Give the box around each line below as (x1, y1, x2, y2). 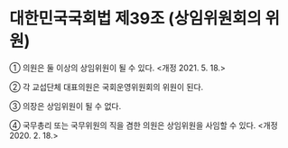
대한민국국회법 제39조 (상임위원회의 (9, 8, 262, 29)
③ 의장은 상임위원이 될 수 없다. (9, 100, 122, 111)
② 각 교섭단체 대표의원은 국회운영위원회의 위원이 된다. (9, 81, 204, 92)
